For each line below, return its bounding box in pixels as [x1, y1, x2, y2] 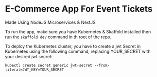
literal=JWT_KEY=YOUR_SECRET [5, 67, 64, 72]
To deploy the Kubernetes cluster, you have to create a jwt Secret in [5, 43, 141, 49]
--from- [94, 63, 110, 68]
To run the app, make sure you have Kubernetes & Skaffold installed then [5, 29, 151, 34]
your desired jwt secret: [5, 53, 52, 59]
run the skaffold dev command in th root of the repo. [5, 34, 112, 40]
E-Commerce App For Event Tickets [5, 3, 153, 15]
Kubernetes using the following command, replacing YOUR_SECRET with [5, 48, 151, 54]
